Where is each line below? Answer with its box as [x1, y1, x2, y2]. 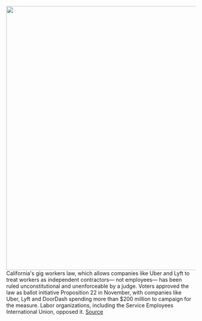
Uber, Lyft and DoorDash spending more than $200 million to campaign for [6, 296, 192, 302]
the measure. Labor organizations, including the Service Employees [6, 302, 174, 309]
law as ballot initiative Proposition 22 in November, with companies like [6, 289, 182, 296]
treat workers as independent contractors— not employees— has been [6, 276, 182, 283]
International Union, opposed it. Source [6, 308, 103, 315]
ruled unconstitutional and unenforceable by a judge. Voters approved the [6, 282, 189, 290]
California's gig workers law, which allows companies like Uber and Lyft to [6, 270, 190, 277]
